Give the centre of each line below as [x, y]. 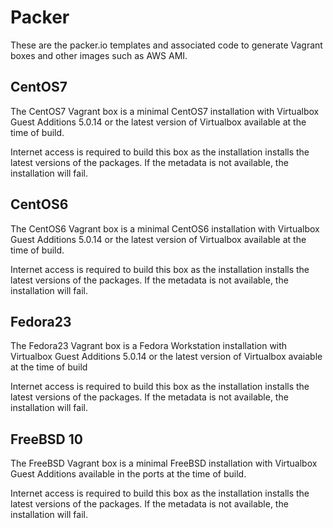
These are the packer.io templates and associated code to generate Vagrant [166, 45]
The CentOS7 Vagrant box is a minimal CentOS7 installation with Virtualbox [165, 111]
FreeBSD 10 [46, 439]
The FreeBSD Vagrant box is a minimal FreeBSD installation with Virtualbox [164, 463]
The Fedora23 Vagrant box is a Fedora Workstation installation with [149, 346]
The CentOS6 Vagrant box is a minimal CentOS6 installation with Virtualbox [165, 228]
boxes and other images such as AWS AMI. [99, 55]
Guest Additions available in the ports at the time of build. [128, 474]
